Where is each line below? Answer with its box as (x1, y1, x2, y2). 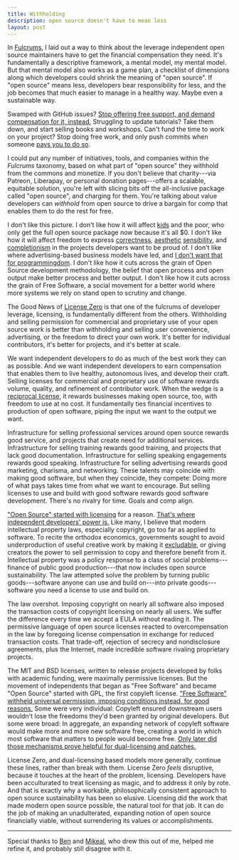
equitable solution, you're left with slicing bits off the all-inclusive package (7, 184, 225, 193)
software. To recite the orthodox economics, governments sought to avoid (7, 533, 225, 542)
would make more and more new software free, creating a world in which (7, 727, 222, 735)
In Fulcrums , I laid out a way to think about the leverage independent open (7, 43, 225, 52)
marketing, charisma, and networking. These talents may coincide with (7, 466, 215, 475)
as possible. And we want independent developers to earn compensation (7, 362, 222, 370)
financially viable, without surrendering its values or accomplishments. (7, 817, 214, 825)
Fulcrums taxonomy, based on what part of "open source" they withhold (7, 162, 219, 170)
